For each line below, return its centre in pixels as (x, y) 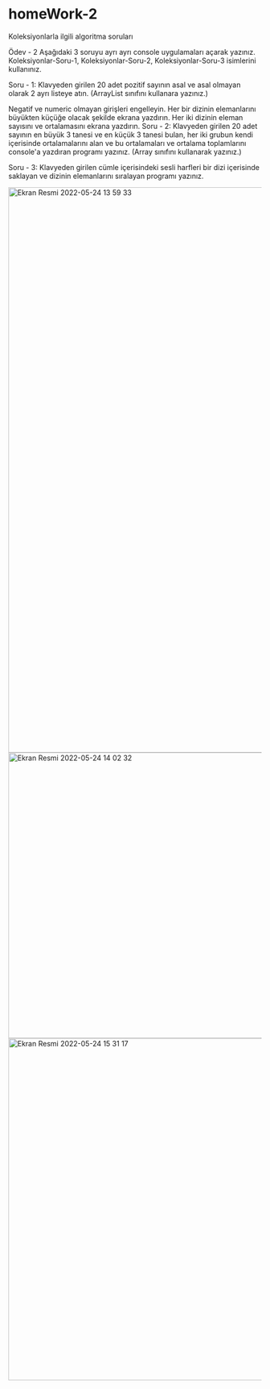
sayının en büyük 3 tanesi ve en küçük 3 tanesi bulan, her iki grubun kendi (131, 135)
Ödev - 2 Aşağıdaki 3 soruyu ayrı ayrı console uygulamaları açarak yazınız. (132, 52)
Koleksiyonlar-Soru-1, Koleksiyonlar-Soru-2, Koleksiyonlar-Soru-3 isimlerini (132, 60)
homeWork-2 (53, 14)
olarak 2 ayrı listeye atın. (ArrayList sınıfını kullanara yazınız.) (108, 93)
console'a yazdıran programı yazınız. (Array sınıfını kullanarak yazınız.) (125, 152)
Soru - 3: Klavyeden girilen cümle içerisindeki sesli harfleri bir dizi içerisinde (134, 167)
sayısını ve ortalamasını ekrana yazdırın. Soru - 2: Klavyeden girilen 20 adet (133, 126)
